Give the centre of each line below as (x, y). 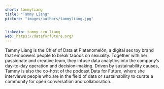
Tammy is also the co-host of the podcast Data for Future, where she (75, 71)
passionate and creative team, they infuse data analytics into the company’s (82, 61)
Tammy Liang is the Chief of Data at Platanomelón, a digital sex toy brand (80, 50)
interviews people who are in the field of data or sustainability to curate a (79, 76)
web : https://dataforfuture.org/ (39, 36)
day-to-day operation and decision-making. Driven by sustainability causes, (82, 66)
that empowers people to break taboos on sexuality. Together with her (76, 56)
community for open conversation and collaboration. (58, 82)
